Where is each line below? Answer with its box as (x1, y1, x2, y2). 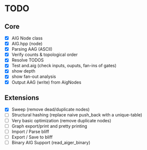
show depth (11, 68, 36, 74)
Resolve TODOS (11, 57, 44, 63)
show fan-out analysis (11, 74, 56, 79)
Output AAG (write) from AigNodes (11, 79, 82, 85)
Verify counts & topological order (11, 52, 78, 57)
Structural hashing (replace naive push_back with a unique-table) (11, 112, 143, 118)
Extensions (4, 94, 39, 102)
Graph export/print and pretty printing (11, 123, 88, 129)
